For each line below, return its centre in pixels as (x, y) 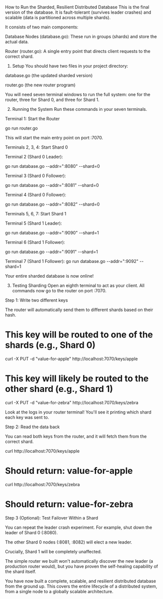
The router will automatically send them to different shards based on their (79, 310)
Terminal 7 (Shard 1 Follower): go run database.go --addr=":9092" (72, 261)
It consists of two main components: (42, 27)
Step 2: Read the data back (33, 427)
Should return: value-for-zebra (69, 504)
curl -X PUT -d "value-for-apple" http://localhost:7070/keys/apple (71, 359)
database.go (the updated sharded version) (49, 75)
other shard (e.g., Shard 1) (59, 389)
